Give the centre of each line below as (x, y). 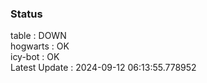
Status (26, 14)
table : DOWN (38, 36)
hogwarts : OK (40, 46)
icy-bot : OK (35, 57)
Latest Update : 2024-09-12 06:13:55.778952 (103, 68)
